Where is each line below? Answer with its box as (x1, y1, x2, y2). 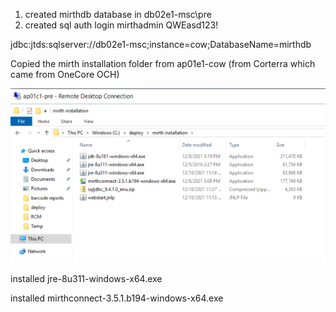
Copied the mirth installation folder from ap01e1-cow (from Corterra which (10, 58, 316, 69)
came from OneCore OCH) (10, 69, 120, 80)
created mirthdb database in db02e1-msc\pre (24, 9, 212, 20)
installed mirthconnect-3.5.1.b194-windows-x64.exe (10, 292, 224, 304)
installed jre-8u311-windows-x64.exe (10, 272, 163, 284)
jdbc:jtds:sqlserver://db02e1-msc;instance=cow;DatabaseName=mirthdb (10, 39, 312, 50)
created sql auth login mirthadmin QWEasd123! (24, 19, 219, 31)
